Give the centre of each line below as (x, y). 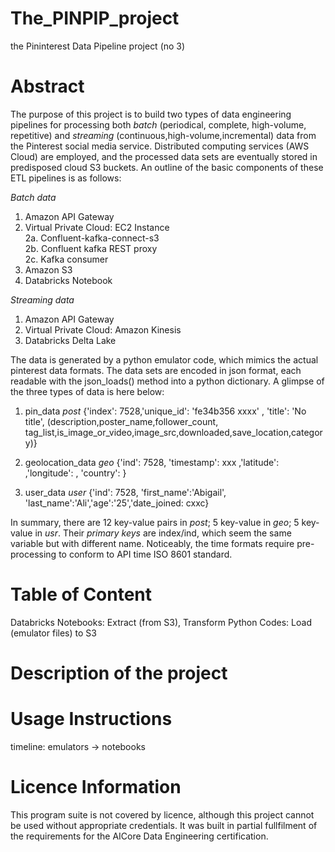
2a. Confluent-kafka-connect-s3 (92, 238)
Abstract (47, 86)
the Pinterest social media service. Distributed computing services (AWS (160, 146)
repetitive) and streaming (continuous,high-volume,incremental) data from (163, 135)
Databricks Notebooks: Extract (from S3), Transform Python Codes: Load (161, 622)
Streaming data (42, 299)
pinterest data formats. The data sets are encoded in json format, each (156, 370)
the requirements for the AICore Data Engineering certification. (139, 836)
